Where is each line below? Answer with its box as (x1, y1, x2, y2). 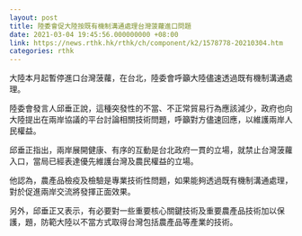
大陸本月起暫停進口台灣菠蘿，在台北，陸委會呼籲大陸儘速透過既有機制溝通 (9, 73, 285, 84)
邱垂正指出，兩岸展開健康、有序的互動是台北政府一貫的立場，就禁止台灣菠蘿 (9, 145, 293, 156)
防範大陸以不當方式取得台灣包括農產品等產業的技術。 (40, 217, 238, 228)
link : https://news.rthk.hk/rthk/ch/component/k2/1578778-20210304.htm (9, 38, 283, 48)
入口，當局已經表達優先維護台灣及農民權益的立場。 (9, 156, 199, 167)
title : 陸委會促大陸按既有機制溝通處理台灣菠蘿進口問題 (9, 22, 191, 31)
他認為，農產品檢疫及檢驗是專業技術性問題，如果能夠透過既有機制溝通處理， (9, 175, 293, 186)
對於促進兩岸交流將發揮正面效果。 (9, 186, 136, 197)
